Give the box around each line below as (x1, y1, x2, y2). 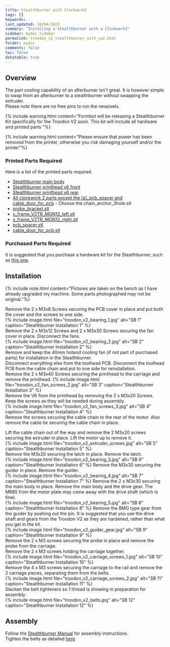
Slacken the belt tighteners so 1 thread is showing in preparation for (5, 586, 146, 592)
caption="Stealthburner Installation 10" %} (5, 559, 94, 565)
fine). (5, 494, 16, 500)
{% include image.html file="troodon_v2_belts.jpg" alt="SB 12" (5, 597, 136, 603)
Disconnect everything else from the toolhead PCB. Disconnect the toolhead (5, 360, 164, 366)
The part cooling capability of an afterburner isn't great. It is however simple (5, 87, 164, 93)
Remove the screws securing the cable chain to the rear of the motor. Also (5, 414, 160, 420)
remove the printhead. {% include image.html (5, 376, 100, 382)
